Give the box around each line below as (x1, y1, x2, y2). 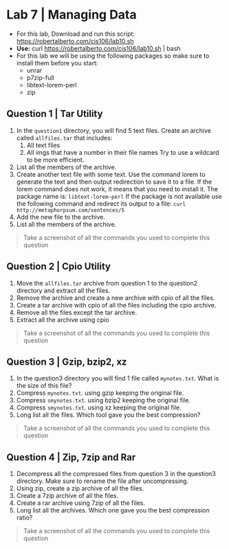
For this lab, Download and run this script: (16, 30, 135, 38)
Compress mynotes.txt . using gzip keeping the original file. (16, 389, 184, 397)
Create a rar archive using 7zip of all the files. (16, 499, 146, 507)
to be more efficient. (26, 155, 85, 164)
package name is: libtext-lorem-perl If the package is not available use (16, 192, 223, 200)
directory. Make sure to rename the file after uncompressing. (16, 477, 189, 485)
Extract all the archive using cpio (16, 315, 109, 323)
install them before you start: (16, 58, 98, 67)
